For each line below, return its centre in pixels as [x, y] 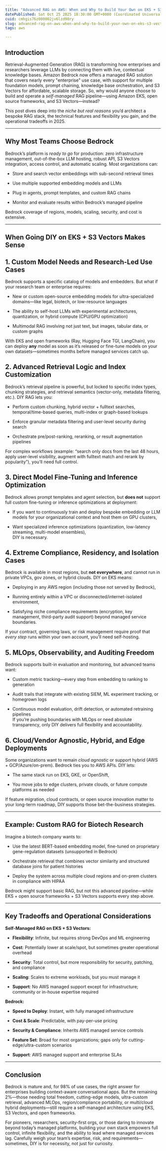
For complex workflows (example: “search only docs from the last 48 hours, [82, 451]
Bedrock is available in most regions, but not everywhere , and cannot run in [83, 573]
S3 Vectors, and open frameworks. [41, 1113]
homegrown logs [29, 699]
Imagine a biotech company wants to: [43, 836]
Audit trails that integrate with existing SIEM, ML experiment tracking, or [85, 694]
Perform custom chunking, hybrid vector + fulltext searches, [74, 407]
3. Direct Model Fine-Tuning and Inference [71, 477]
